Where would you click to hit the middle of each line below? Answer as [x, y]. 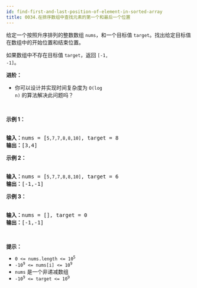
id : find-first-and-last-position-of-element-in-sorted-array [84, 12]
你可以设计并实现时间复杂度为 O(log [58, 87]
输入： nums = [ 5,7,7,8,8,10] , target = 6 [62, 176]
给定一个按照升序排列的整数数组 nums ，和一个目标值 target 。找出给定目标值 [98, 35]
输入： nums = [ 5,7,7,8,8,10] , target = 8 [62, 138]
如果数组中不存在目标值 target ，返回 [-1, [57, 55]
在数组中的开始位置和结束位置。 [45, 42]
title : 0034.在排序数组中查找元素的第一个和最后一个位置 [68, 17]
